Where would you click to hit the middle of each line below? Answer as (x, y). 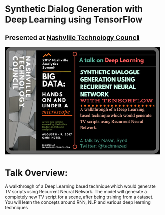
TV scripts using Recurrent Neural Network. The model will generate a (76, 191)
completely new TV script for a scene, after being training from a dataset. (79, 197)
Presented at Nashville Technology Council (72, 38)
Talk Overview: (36, 172)
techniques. (17, 207)
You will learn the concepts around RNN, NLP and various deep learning (78, 202)
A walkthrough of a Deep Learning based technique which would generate (80, 186)
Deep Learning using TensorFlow (74, 19)
